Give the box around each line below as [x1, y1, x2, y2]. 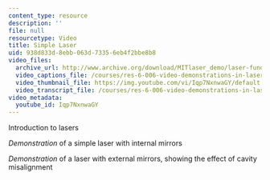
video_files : [8, 57, 52, 65]
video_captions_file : [15, 71, 88, 79]
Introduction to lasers [8, 123, 79, 133]
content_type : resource [8, 11, 88, 20]
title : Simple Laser [8, 42, 78, 50]
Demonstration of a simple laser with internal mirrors [8, 138, 182, 148]
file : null [8, 26, 45, 34]
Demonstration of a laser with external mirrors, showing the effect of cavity [8, 154, 257, 164]
